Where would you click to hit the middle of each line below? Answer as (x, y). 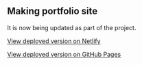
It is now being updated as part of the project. (72, 27)
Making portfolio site (52, 11)
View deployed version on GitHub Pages (64, 54)
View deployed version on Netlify (54, 41)
